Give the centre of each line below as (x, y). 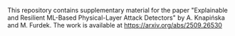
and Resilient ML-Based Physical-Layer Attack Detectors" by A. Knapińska (116, 18)
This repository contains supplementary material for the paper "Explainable (117, 10)
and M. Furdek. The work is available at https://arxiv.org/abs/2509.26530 (115, 25)
